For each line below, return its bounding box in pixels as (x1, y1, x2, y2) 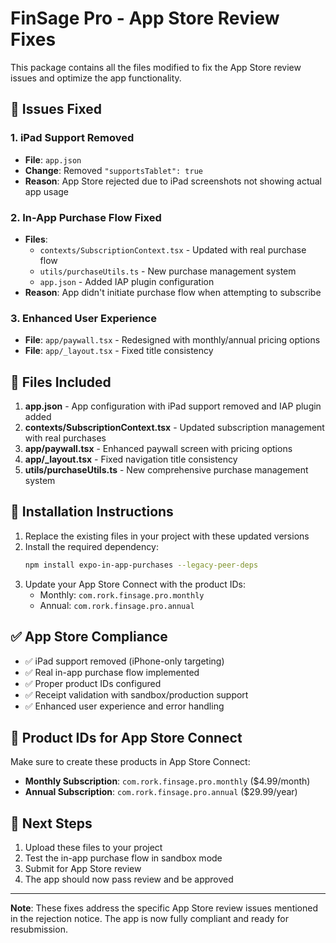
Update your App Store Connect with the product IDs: (24, 578, 247, 590)
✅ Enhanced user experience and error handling (24, 700, 225, 712)
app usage (24, 185, 70, 197)
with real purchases (24, 432, 107, 444)
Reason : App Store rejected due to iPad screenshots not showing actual (24, 175, 323, 187)
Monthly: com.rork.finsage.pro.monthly (39, 588, 205, 601)
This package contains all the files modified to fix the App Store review (10, 61, 302, 73)
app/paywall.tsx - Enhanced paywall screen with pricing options (24, 443, 293, 455)
